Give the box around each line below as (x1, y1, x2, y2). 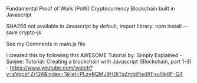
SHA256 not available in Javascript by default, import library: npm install (6, 23, 182, 29)
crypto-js (18, 29, 41, 36)
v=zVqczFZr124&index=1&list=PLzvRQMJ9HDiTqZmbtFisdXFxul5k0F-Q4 (6, 71, 183, 77)
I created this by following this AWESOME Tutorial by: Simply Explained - (6, 52, 183, 58)
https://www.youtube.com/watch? (9, 64, 93, 71)
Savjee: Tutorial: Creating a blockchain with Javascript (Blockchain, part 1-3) (6, 58, 192, 65)
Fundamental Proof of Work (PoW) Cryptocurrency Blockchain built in (6, 5, 175, 12)
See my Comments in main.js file (6, 41, 86, 47)
